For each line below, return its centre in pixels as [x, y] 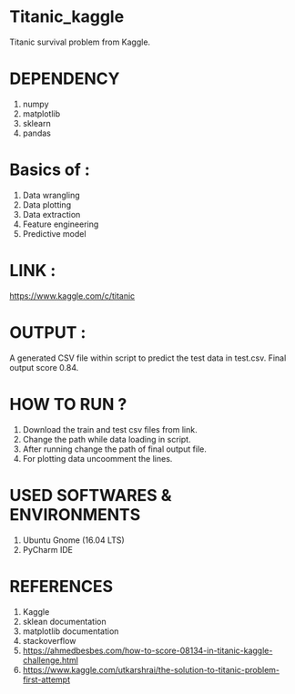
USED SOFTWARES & [91, 495]
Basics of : [50, 170]
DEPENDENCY [65, 79]
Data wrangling [51, 195]
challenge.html [51, 660]
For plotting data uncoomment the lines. [97, 458]
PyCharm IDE [47, 549]
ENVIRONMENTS [75, 514]
